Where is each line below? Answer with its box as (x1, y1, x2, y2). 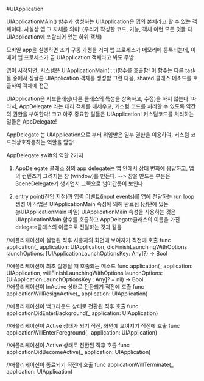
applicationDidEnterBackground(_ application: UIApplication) (6, 309, 158, 317)
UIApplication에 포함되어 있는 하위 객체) (6, 33, 102, 40)
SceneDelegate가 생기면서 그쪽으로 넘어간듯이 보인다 (15, 180, 143, 187)
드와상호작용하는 (6, 139, 46, 146)
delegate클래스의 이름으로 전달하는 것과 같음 (15, 223, 122, 231)
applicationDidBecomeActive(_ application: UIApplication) (6, 349, 151, 355)
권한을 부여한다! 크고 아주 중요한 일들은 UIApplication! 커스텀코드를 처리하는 (12, 110, 194, 117)
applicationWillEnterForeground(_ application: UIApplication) (6, 329, 158, 336)
